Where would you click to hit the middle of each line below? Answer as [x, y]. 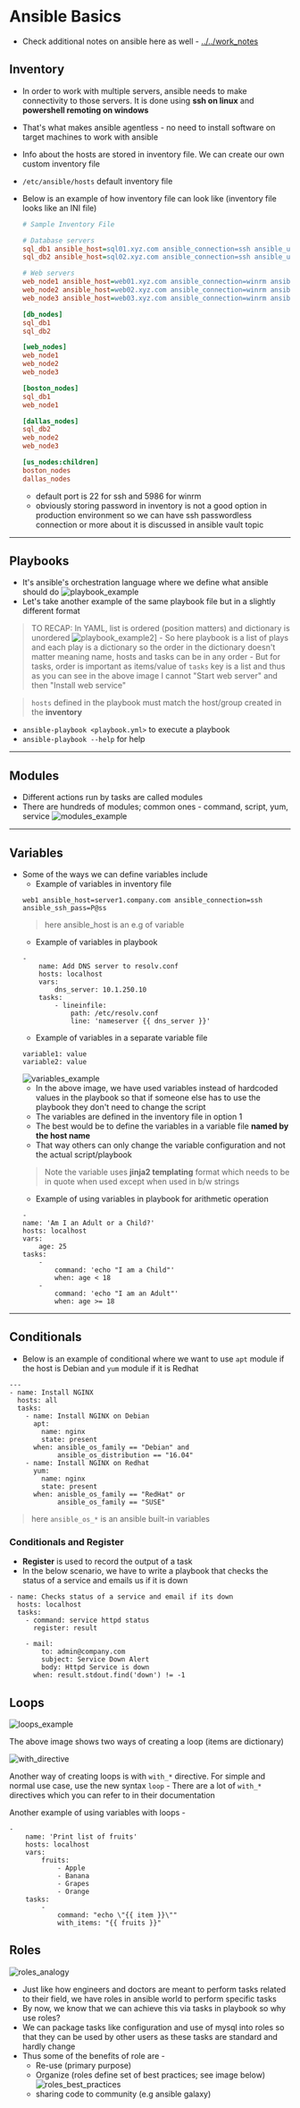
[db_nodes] [42, 314]
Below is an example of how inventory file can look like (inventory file [149, 198]
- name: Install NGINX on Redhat [87, 1463]
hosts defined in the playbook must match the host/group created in [156, 703]
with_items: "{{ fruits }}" [109, 1923]
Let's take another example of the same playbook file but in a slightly [149, 602]
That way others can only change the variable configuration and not [160, 1145]
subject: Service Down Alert [96, 1660]
